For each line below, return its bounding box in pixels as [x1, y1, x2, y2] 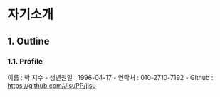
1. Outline [7, 35, 50, 47]
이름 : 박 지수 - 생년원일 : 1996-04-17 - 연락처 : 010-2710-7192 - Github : [7, 73, 214, 81]
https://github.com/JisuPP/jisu [7, 81, 96, 89]
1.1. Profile [7, 56, 43, 66]
